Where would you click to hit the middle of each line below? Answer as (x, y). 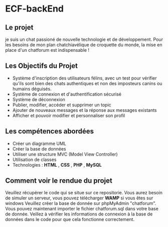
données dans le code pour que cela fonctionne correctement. (70, 219)
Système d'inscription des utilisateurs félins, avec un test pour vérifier (85, 78)
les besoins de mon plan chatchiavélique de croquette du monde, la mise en (84, 45)
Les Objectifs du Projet (41, 66)
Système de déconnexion (39, 99)
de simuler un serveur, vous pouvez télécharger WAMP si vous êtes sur (79, 198)
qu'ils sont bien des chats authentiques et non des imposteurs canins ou (87, 83)
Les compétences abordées (50, 131)
